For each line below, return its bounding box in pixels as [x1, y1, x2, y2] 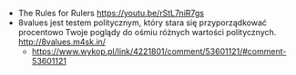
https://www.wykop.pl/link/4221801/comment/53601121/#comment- [31, 46, 287, 57]
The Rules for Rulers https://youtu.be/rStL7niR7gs [17, 8, 205, 18]
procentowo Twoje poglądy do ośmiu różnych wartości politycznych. [17, 27, 277, 37]
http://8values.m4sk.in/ [17, 36, 107, 47]
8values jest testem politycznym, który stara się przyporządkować [17, 17, 267, 28]
